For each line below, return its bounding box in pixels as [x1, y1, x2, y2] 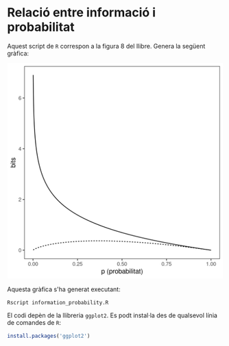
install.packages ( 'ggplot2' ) [7, 332, 91, 339]
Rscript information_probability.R [7, 299, 109, 306]
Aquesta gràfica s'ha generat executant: [7, 285, 121, 293]
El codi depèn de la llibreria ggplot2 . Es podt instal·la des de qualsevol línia [7, 311, 218, 319]
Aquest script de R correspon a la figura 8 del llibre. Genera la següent [7, 42, 206, 50]
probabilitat [7, 19, 75, 35]
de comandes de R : [7, 318, 62, 326]
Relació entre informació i [7, 5, 156, 21]
